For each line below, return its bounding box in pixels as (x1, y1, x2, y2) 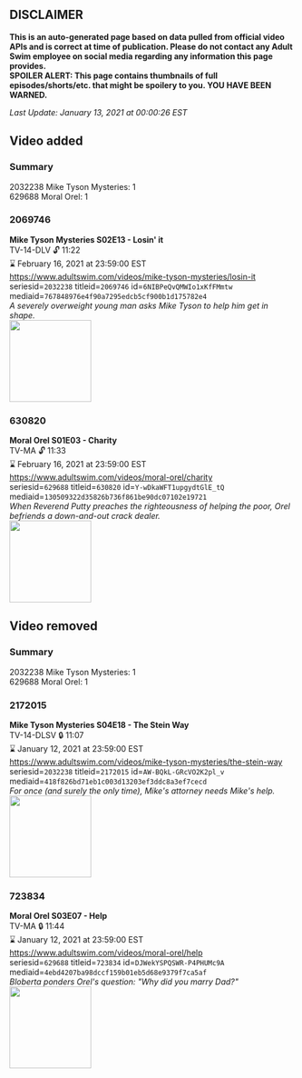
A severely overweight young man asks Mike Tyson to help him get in (9, 300, 269, 311)
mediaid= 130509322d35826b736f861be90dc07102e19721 (9, 491, 207, 503)
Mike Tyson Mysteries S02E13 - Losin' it (9, 234, 164, 245)
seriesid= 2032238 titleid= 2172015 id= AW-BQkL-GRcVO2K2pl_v (9, 766, 225, 777)
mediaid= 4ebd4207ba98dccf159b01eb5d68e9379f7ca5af (9, 967, 207, 978)
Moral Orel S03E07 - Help (9, 911, 108, 922)
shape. (9, 309, 35, 321)
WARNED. (9, 89, 48, 100)
